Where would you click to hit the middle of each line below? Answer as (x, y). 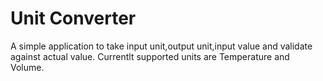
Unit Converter (73, 18)
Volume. (27, 67)
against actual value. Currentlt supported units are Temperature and (150, 56)
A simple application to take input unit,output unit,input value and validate (161, 46)
